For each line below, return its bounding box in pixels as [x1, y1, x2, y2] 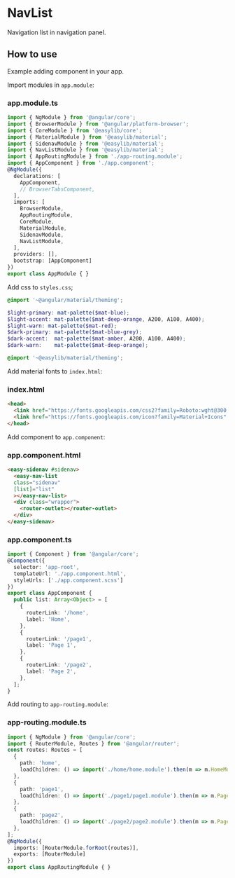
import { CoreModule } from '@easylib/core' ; [7, 127, 142, 134]
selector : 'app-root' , [13, 563, 80, 570]
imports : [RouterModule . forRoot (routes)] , [13, 844, 139, 851]
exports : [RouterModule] [13, 851, 86, 858]
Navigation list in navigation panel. [7, 28, 106, 36]
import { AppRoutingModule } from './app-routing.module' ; [7, 153, 183, 160]
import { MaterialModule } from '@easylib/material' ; [7, 133, 168, 141]
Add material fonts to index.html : [7, 366, 103, 376]
